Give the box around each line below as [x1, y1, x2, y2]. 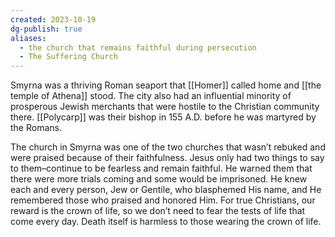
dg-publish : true [10, 24, 83, 34]
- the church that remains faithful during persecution [19, 42, 257, 53]
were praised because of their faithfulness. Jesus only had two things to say [10, 152, 325, 164]
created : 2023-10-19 [10, 14, 97, 25]
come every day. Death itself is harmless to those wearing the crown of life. [10, 216, 322, 228]
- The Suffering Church [19, 52, 118, 62]
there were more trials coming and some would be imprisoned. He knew [10, 173, 308, 185]
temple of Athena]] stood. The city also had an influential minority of [10, 90, 292, 102]
